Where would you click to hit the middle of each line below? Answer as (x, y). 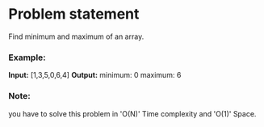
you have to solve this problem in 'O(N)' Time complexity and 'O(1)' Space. (132, 113)
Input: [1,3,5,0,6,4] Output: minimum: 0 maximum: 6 (95, 75)
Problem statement (74, 14)
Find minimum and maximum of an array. (76, 36)
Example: (27, 57)
